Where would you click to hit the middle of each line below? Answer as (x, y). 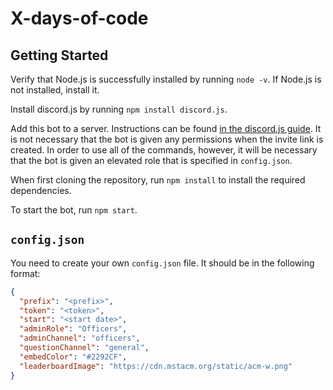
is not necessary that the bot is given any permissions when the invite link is (167, 139)
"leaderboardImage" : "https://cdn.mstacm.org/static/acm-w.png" (156, 366)
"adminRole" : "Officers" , (73, 329)
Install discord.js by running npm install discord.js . (119, 109)
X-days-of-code (79, 18)
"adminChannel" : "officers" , (80, 338)
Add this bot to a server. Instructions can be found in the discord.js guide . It (166, 128)
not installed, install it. (55, 90)
